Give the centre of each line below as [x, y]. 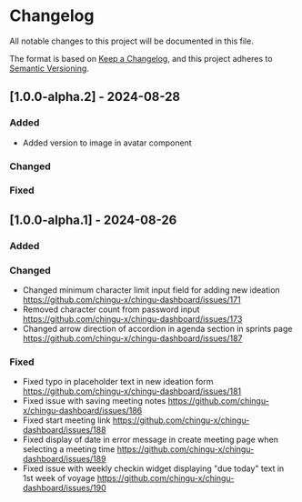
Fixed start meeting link [66, 420]
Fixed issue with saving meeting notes [94, 401]
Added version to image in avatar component [107, 143]
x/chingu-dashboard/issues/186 [82, 411]
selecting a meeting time [69, 449]
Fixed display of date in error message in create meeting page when [151, 440]
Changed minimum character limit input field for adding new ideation [151, 290]
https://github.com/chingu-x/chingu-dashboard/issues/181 [132, 391]
